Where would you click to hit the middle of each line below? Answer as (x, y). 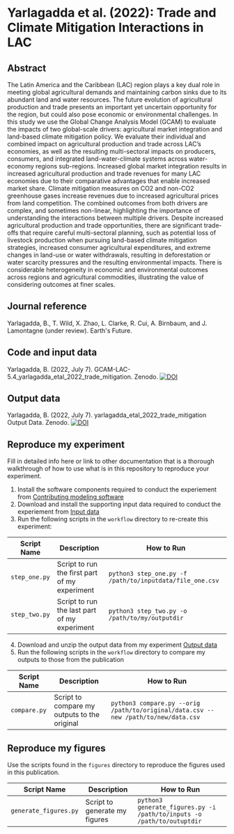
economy (21, 166)
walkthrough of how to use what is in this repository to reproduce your (108, 469)
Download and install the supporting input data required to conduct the (119, 504)
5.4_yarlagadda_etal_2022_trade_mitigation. (70, 377)
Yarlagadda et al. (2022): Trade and (112, 13)
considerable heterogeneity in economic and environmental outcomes (108, 270)
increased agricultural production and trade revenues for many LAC (104, 173)
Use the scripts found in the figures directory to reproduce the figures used (116, 765)
